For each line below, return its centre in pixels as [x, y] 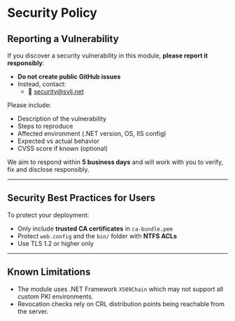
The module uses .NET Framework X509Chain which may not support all [120, 289]
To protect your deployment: [48, 214]
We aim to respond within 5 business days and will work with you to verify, [115, 162]
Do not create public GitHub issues [69, 76]
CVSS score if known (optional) [63, 148]
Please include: [29, 105]
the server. [33, 311]
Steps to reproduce [45, 126]
